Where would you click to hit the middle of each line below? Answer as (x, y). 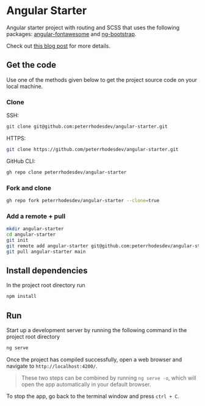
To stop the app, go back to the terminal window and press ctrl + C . (93, 396)
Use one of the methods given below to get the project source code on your (102, 79)
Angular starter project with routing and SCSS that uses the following (93, 27)
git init (17, 240)
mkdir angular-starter (35, 229)
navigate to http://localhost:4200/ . (52, 366)
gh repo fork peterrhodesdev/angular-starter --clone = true (83, 200)
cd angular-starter (31, 235)
